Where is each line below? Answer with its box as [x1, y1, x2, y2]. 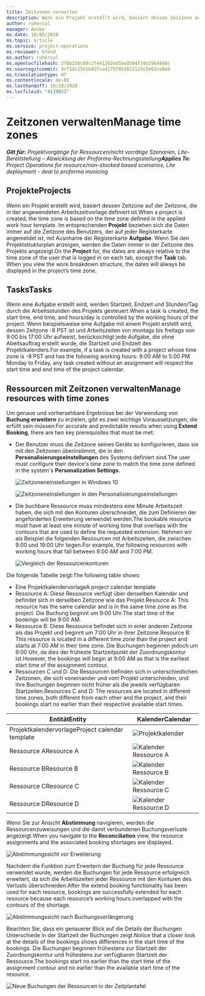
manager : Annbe [6, 26, 45, 32]
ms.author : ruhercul [6, 54, 59, 61]
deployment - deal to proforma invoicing [6, 168, 109, 175]
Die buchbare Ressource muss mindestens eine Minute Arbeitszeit [15, 503, 183, 510]
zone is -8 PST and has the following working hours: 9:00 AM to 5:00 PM [6, 353, 190, 360]
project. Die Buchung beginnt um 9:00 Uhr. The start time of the [15, 610, 174, 617]
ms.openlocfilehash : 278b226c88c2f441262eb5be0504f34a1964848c [6, 60, 171, 66]
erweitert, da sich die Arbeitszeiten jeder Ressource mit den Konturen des [6, 875, 192, 883]
